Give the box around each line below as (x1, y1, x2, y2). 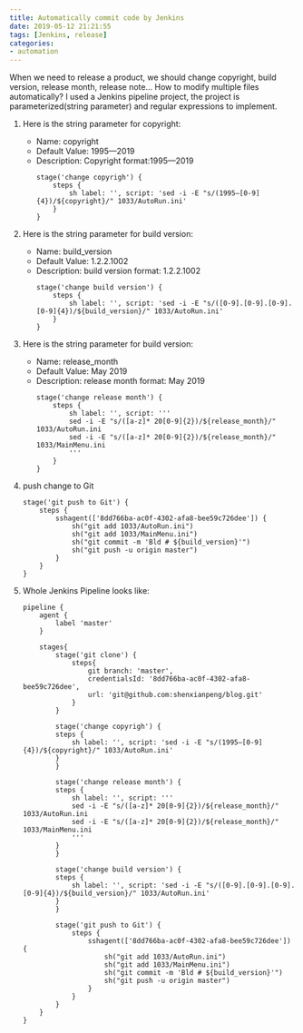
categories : (9, 38, 54, 48)
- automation (9, 47, 59, 56)
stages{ (39, 643, 68, 652)
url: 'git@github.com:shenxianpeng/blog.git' (87, 691, 263, 700)
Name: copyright (35, 136, 100, 147)
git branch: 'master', (87, 666, 174, 676)
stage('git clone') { (55, 651, 138, 660)
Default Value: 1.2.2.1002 (35, 256, 129, 267)
